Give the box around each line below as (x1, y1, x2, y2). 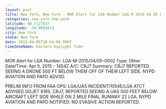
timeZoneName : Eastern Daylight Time (5, 44, 83, 49)
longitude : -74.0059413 (5, 26, 54, 31)
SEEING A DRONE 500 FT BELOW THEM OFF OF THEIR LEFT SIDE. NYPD (5, 68, 155, 74)
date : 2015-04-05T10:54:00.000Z (5, 40, 72, 45)
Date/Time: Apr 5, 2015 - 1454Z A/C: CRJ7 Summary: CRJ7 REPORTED (5, 63, 150, 69)
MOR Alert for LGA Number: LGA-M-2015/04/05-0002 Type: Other (5, 57, 141, 63)
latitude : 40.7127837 (5, 21, 50, 26)
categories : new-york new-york (5, 16, 70, 21)
